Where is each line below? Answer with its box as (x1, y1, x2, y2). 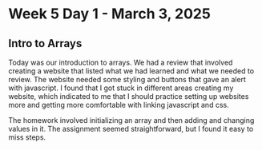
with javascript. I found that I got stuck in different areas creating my (8, 83, 234, 93)
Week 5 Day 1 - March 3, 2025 (8, 5, 211, 23)
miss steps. (8, 132, 46, 142)
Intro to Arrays (8, 37, 83, 50)
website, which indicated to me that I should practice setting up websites (8, 92, 249, 101)
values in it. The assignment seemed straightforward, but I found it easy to (8, 124, 254, 133)
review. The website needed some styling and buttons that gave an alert (8, 75, 247, 84)
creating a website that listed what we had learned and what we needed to (8, 66, 255, 76)
